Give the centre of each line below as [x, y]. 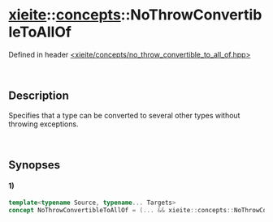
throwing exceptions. [43, 124]
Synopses [35, 165]
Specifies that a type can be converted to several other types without [124, 115]
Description [39, 96]
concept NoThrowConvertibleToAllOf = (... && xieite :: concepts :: [121, 211]
